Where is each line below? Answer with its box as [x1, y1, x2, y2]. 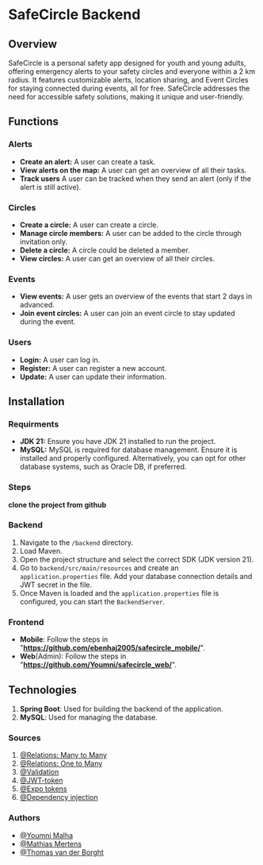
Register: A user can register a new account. [19, 363, 167, 373]
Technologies [8, 683, 78, 697]
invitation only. [19, 237, 68, 246]
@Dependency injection [19, 793, 98, 802]
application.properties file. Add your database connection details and [19, 571, 253, 581]
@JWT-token [19, 776, 63, 786]
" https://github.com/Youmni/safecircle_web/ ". [19, 660, 177, 670]
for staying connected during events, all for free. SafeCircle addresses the [8, 83, 250, 93]
